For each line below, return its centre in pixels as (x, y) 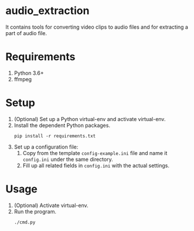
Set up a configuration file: (46, 147)
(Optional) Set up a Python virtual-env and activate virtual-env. (90, 119)
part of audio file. (26, 33)
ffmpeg (23, 79)
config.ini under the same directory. (68, 159)
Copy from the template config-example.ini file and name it (95, 153)
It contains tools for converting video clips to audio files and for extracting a (97, 27)
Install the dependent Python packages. (62, 125)
